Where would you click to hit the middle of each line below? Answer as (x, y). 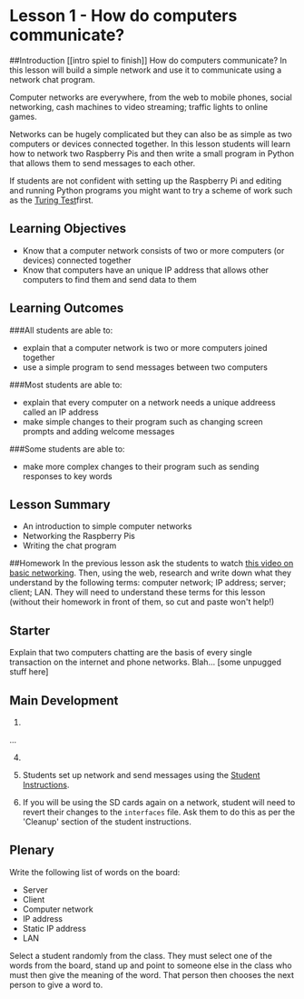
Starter (30, 630)
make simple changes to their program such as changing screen (142, 421)
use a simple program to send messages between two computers (145, 367)
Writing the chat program (69, 545)
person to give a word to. (56, 984)
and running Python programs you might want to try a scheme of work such (151, 190)
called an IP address (60, 412)
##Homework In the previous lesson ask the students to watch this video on (152, 564)
